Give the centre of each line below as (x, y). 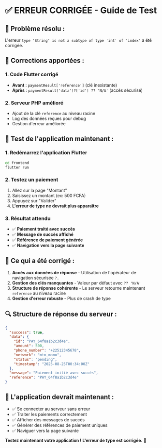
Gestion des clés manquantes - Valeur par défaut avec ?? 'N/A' (76, 283)
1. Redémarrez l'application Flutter (46, 153)
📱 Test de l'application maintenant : (59, 139)
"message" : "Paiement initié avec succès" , (54, 373)
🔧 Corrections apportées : (45, 61)
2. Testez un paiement (32, 180)
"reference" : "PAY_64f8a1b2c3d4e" (44, 378)
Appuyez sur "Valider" (34, 200)
